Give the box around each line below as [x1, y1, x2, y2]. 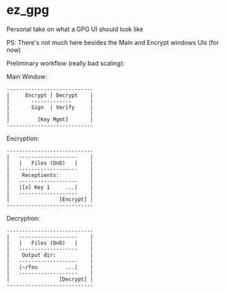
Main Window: [6, 72, 48, 81]
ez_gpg [6, 2, 50, 18]
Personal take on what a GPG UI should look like [6, 25, 144, 33]
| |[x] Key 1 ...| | [6, 184, 94, 191]
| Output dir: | [6, 252, 94, 258]
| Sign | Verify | [6, 104, 94, 111]
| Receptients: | [6, 171, 94, 178]
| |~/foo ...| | [6, 263, 94, 271]
